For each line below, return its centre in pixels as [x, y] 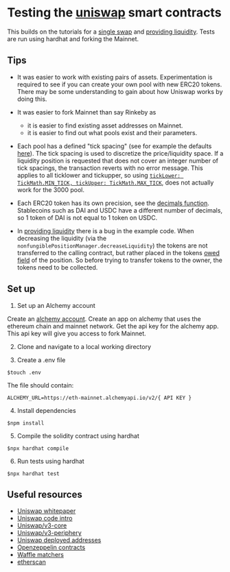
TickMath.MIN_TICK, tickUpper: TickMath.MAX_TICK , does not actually [115, 182]
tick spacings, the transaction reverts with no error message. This [110, 168]
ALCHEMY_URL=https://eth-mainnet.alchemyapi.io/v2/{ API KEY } [100, 398]
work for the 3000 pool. [50, 189]
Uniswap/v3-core [42, 525]
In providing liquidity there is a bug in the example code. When [105, 230]
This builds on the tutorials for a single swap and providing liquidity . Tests [111, 32]
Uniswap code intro [45, 519]
